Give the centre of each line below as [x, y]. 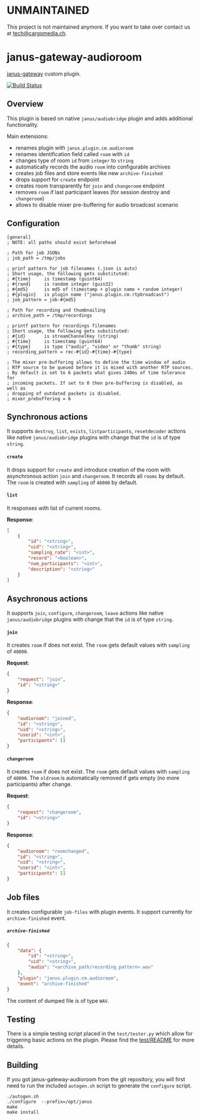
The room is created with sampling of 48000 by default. [72, 482]
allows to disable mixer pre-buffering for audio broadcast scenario [97, 205]
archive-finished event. [37, 918]
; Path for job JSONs [34, 253]
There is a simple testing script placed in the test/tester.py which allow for [100, 1034]
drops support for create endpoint [57, 179]
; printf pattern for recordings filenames [62, 326]
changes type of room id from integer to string [74, 160]
